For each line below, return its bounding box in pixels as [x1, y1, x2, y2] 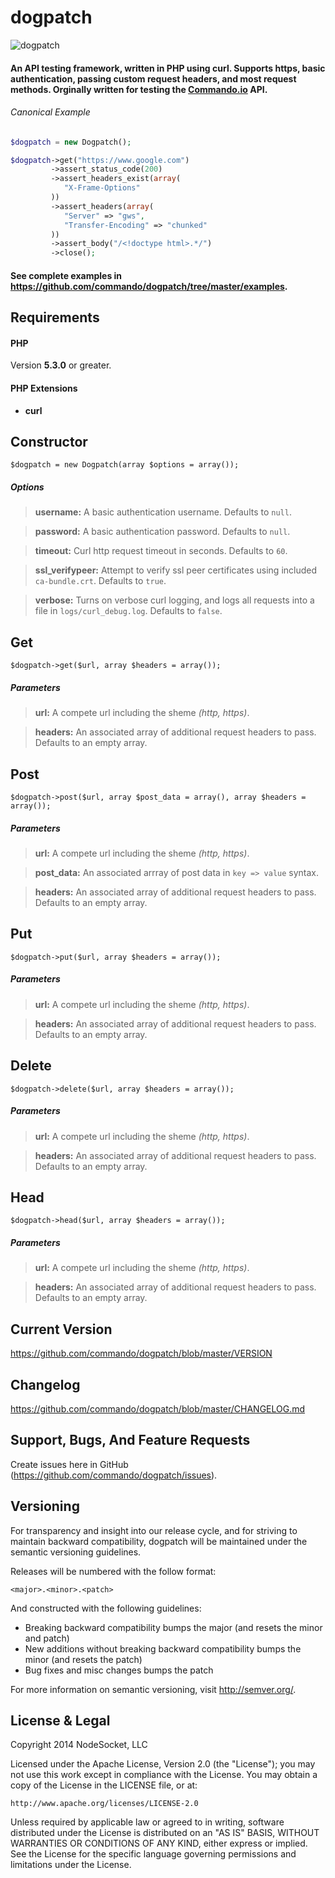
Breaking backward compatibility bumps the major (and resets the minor [24, 1621, 323, 1633]
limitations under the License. [10, 1859, 132, 1871]
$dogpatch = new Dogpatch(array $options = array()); [10, 460, 240, 470]
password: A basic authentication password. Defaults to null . [34, 526, 291, 538]
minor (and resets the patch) [24, 1653, 143, 1665]
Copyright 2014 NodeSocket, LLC [10, 1739, 148, 1751]
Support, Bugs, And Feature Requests [10, 1432, 251, 1449]
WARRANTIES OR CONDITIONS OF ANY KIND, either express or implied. [10, 1837, 308, 1850]
